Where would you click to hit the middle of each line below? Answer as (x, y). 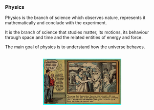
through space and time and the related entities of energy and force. (74, 37)
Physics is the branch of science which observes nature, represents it (75, 18)
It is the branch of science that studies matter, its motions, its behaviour (77, 32)
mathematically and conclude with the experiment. (56, 23)
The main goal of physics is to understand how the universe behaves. (75, 47)
